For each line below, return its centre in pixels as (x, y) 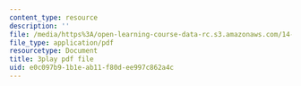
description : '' (39, 26)
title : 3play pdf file (52, 59)
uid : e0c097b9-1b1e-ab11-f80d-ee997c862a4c (92, 68)
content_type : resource (54, 17)
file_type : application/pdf (62, 43)
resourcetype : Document (54, 51)
